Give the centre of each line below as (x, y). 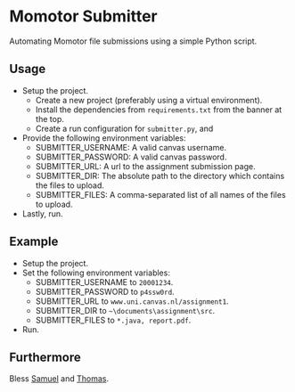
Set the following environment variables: (96, 273)
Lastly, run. (43, 213)
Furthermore (45, 357)
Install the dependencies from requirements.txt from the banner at (159, 110)
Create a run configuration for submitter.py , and (124, 128)
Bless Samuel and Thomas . (59, 379)
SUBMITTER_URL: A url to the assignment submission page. (145, 166)
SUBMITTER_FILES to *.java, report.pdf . (113, 320)
